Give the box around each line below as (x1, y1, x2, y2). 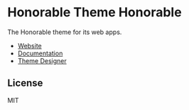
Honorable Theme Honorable (7, 4, 183, 21)
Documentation (17, 49, 63, 57)
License (7, 77, 43, 89)
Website (17, 41, 43, 50)
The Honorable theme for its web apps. (7, 28, 122, 36)
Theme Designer (17, 56, 67, 65)
